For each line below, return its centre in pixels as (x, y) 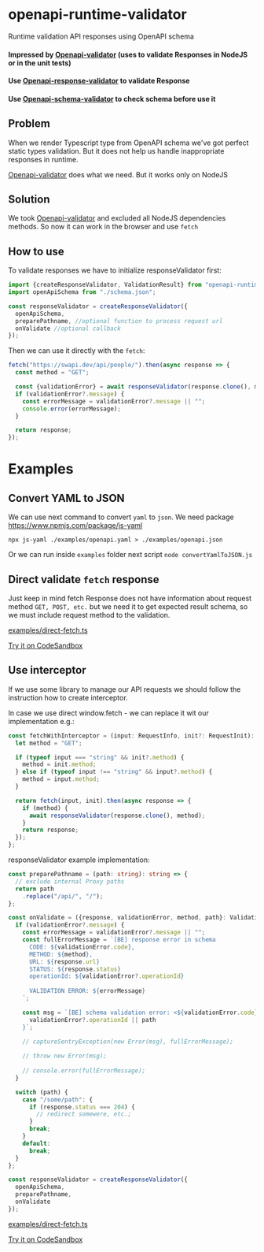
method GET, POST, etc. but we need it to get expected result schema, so (128, 606)
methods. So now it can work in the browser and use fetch (103, 227)
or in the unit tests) (40, 63)
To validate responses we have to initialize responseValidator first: (115, 270)
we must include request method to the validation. (89, 615)
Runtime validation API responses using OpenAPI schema (101, 36)
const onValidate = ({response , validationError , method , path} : (117, 918)
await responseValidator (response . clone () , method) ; (117, 815)
